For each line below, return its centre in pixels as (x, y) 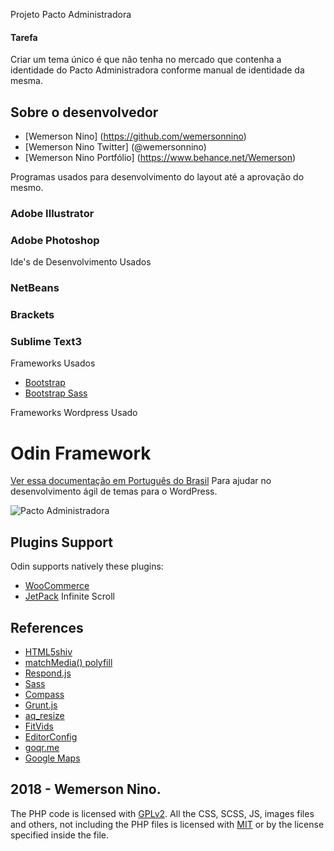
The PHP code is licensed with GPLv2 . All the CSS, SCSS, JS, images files (162, 813)
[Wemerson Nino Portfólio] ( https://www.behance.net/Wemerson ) (160, 158)
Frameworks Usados (53, 363)
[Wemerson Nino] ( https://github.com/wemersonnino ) (135, 136)
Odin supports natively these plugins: (87, 566)
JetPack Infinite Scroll (69, 596)
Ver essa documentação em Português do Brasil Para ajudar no (141, 481)
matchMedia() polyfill (68, 662)
